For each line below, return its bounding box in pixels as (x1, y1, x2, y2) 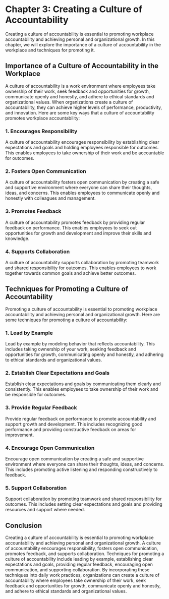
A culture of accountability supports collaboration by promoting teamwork (5, 259, 159, 265)
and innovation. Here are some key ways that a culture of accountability (5, 109, 155, 115)
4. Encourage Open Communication (5, 444, 95, 451)
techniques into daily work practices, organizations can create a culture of (5, 572, 160, 578)
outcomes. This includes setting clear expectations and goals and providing (5, 501, 162, 507)
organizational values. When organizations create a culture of (5, 99, 133, 105)
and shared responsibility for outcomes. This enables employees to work (5, 265, 156, 271)
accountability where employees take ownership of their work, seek (5, 577, 146, 583)
